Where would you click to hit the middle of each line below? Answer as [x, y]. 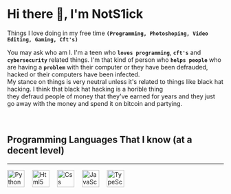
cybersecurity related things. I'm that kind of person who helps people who [114, 60]
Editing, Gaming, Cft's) [43, 40]
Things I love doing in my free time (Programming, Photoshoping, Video [108, 33]
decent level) [36, 151]
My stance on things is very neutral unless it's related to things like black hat [115, 81]
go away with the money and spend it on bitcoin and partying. [95, 103]
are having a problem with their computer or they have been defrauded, [108, 67]
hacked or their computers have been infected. [74, 74]
